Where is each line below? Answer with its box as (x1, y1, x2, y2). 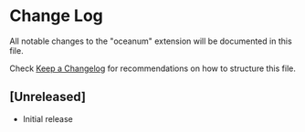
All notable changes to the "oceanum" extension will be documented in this (9, 36, 292, 46)
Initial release (22, 113, 73, 124)
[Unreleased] (9, 89, 87, 105)
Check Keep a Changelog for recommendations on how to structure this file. (9, 63, 297, 74)
